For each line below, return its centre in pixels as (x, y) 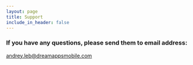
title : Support (25, 17)
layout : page (22, 11)
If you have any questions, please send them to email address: (97, 43)
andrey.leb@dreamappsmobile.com (49, 56)
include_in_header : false (38, 22)
